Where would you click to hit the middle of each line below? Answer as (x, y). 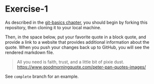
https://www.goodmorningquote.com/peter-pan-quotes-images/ (81, 67)
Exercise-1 (27, 9)
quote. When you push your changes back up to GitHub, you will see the (77, 47)
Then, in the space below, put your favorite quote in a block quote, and (76, 37)
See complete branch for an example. (42, 76)
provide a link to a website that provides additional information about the (77, 42)
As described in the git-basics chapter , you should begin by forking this (76, 22)
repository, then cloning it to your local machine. (53, 27)
